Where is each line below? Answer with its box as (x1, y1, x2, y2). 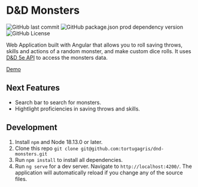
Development (6, 122, 58, 133)
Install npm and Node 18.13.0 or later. (14, 138, 103, 145)
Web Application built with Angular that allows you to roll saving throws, (6, 41, 183, 48)
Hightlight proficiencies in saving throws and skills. (14, 105, 141, 112)
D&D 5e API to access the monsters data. (6, 54, 108, 61)
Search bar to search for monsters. (14, 99, 102, 106)
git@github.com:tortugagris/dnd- (80, 146, 165, 152)
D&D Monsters (6, 4, 80, 17)
